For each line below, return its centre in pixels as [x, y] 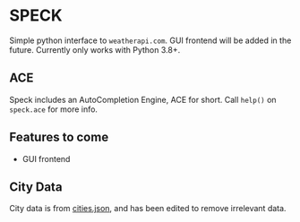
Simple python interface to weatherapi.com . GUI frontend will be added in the [150, 40]
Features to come [59, 137]
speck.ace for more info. [54, 109]
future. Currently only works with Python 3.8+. [95, 49]
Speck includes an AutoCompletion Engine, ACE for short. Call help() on [143, 99]
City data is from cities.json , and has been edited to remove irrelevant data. [148, 209]
